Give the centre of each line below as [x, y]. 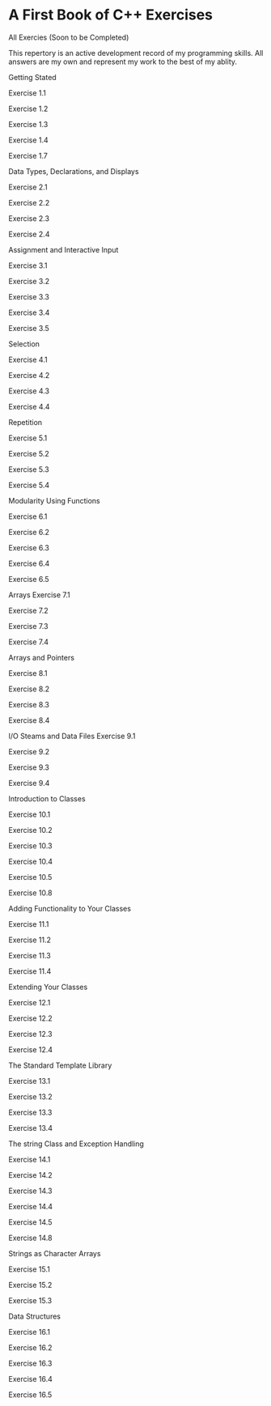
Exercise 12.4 [31, 1049]
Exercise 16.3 [30, 1363]
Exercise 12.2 [30, 1018]
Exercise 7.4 [29, 642]
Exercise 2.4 [29, 234]
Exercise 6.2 [29, 532]
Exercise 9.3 [29, 767]
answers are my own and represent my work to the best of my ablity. [123, 62]
